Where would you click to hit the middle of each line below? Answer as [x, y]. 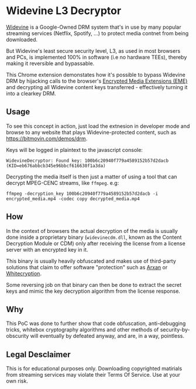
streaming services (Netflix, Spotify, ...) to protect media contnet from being [97, 33]
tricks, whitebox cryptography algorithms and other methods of [82, 330]
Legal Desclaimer [39, 354]
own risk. [17, 381]
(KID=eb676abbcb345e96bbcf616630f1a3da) [56, 165]
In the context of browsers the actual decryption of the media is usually [92, 231]
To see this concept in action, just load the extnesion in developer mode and [98, 126]
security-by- [175, 330]
